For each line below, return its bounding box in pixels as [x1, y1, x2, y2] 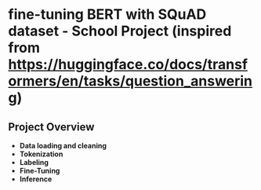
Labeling [19, 158, 49, 166]
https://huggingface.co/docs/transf [8, 56, 248, 74]
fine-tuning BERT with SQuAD [8, 5, 207, 24]
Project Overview [8, 120, 95, 133]
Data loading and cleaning [19, 141, 107, 150]
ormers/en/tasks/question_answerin [8, 72, 253, 90]
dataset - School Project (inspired [8, 22, 232, 40]
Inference [19, 174, 53, 184]
